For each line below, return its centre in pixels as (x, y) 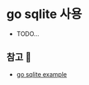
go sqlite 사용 (44, 14)
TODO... (28, 34)
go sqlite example (41, 74)
